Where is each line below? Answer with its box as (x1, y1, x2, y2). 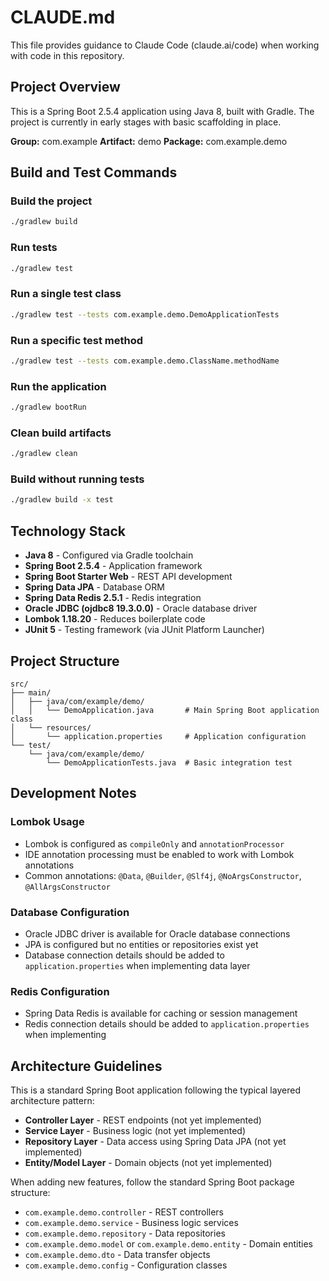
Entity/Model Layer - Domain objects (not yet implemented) (24, 1157, 273, 1169)
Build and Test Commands (10, 164, 178, 181)
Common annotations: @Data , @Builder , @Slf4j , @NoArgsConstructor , (24, 869, 302, 881)
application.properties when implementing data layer (24, 959, 251, 971)
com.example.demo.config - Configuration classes (24, 1259, 228, 1271)
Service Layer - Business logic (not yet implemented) (24, 1125, 247, 1137)
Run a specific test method (10, 333, 144, 347)
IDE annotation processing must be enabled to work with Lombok (24, 848, 295, 860)
